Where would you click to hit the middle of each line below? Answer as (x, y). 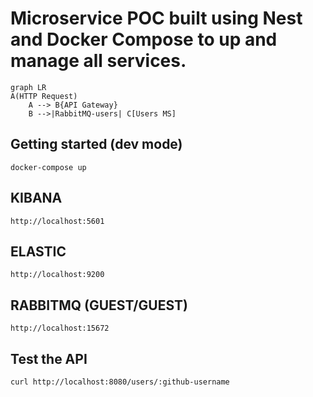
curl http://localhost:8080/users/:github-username (120, 382)
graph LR (28, 87)
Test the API (49, 358)
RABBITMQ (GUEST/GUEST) (99, 305)
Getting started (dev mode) (96, 144)
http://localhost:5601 (57, 221)
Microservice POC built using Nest (156, 18)
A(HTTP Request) (44, 96)
